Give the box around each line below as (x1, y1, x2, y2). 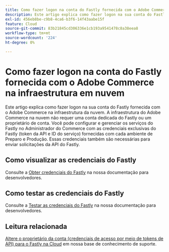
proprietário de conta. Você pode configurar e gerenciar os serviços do (5, 120, 153, 126)
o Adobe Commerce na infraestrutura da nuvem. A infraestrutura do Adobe (5, 109, 161, 115)
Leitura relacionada (5, 222, 67, 231)
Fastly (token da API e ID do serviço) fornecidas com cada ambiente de (5, 131, 153, 137)
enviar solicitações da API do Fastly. (5, 141, 80, 147)
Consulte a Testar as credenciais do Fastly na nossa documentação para (5, 202, 156, 208)
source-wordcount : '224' (5, 36, 57, 41)
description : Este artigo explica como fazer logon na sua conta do (5, 12, 152, 17)
